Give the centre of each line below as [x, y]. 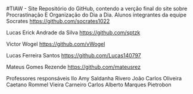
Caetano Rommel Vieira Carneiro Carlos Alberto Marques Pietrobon [89, 85]
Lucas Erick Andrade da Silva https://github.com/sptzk [73, 33]
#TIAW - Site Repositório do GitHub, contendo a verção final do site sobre [97, 9]
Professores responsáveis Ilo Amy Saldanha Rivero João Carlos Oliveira [94, 78]
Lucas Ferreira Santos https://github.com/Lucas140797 [74, 55]
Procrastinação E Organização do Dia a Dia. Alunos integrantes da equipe [96, 15]
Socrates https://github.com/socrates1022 [58, 21]
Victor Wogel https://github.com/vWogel [56, 44]
